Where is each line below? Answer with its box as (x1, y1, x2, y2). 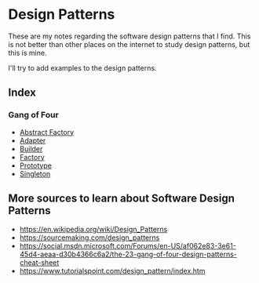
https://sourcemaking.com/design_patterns (19, 233, 160, 242)
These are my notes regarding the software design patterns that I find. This (8, 31, 251, 41)
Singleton (19, 169, 51, 178)
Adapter (19, 136, 46, 145)
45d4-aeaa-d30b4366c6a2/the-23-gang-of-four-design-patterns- (19, 249, 238, 259)
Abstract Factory (19, 127, 75, 136)
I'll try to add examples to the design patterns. (8, 63, 157, 72)
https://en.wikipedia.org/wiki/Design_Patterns (19, 225, 168, 234)
